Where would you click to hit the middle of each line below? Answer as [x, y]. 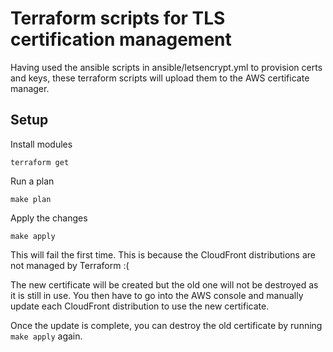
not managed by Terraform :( [70, 265]
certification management [121, 39]
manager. [30, 88]
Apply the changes [49, 218]
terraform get [40, 162]
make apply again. [46, 336]
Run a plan [32, 181]
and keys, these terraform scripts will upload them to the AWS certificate [160, 78]
